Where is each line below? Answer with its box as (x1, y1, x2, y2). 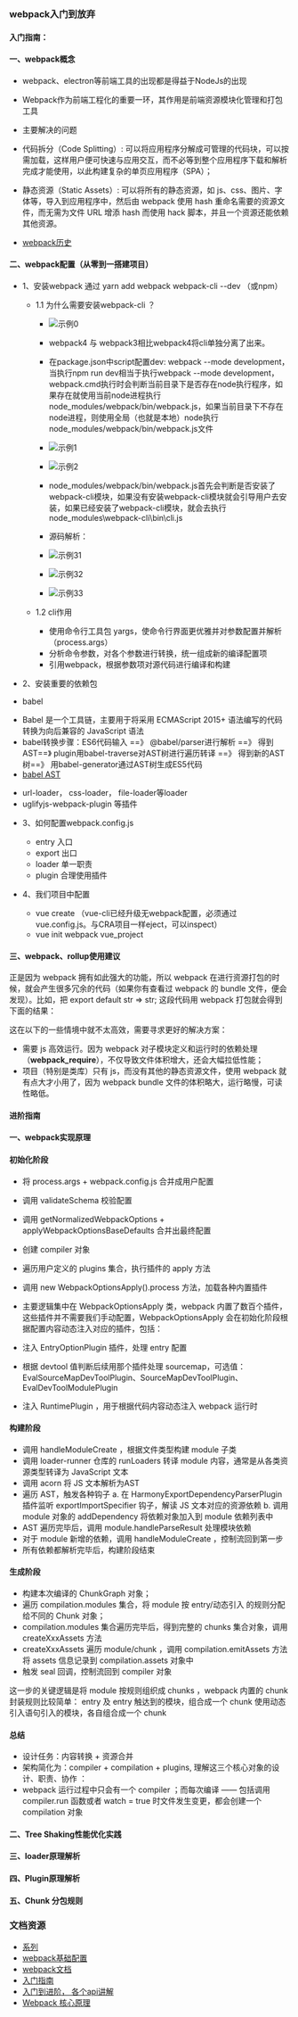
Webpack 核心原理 (21, 1996, 91, 2008)
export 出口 (35, 847, 78, 858)
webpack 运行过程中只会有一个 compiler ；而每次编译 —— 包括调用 (21, 1784, 271, 1795)
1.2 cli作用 (35, 607, 73, 617)
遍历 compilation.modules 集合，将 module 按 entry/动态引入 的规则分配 (21, 1599, 286, 1609)
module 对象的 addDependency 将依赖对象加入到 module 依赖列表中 (21, 1510, 274, 1522)
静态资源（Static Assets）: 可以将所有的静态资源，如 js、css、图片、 (21, 185, 276, 195)
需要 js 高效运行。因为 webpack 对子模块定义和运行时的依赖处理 (21, 1044, 258, 1054)
